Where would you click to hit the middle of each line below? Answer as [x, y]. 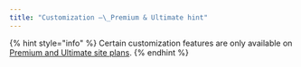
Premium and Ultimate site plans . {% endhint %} [99, 52]
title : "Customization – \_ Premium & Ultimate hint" [108, 17]
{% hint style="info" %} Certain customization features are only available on [151, 43]
